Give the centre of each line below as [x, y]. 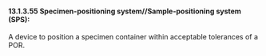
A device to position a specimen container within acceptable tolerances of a [133, 37]
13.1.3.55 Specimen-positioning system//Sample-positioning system [125, 11]
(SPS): [19, 19]
